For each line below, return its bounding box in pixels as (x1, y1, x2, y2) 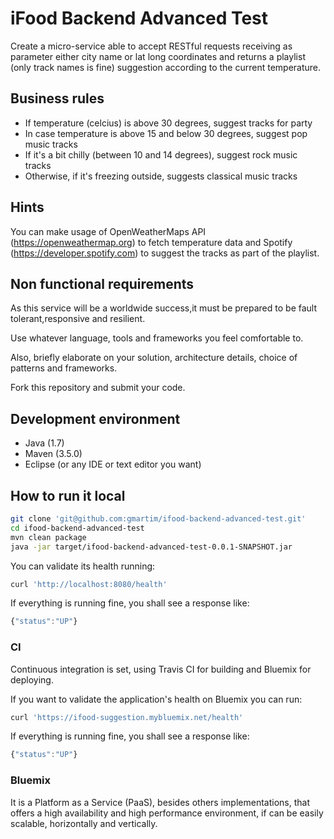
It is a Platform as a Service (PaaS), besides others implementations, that (10, 796, 310, 808)
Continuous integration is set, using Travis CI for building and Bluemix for (10, 663, 312, 675)
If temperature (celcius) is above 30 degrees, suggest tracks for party (24, 117, 313, 129)
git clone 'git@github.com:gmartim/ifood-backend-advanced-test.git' (10, 514, 307, 524)
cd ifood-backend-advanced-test (10, 523, 145, 533)
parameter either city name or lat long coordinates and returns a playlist (10, 50, 306, 62)
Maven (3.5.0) (24, 448, 83, 460)
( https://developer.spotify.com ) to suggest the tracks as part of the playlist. (10, 247, 320, 259)
